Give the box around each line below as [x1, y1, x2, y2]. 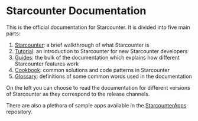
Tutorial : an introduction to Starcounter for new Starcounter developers [14, 47, 188, 54]
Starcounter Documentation [6, 4, 147, 18]
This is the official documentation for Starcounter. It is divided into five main [6, 24, 190, 31]
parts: [6, 30, 21, 37]
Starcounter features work [14, 60, 79, 67]
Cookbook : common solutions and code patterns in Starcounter [14, 66, 170, 73]
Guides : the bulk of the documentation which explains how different [14, 54, 180, 61]
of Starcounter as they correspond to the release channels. [6, 90, 150, 97]
